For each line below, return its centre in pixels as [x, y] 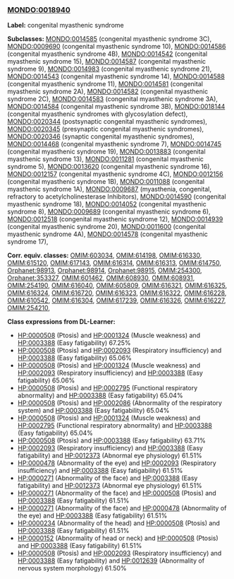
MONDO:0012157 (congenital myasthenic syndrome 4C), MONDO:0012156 [115, 174]
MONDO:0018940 [39, 10]
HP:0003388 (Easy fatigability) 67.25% [74, 343]
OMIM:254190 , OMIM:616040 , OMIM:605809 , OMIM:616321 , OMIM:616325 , [117, 286]
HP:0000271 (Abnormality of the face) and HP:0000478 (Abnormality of [122, 508]
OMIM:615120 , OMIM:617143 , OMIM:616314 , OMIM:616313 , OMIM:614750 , [115, 263]
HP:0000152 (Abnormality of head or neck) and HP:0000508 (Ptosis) [118, 538]
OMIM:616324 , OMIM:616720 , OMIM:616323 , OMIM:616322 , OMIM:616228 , [117, 293]
